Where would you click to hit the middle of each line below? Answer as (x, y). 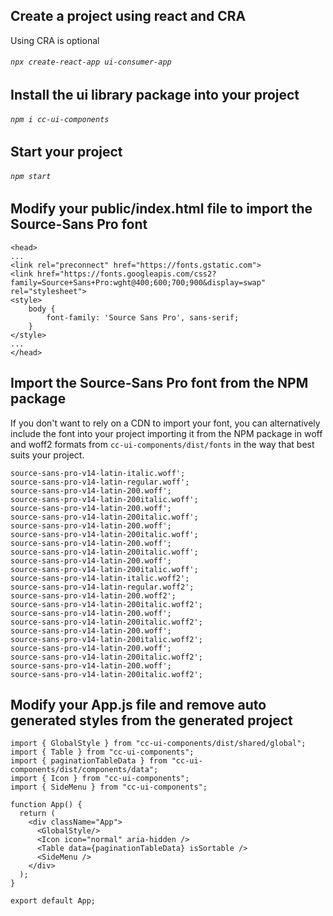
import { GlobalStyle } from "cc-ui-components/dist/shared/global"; (158, 744)
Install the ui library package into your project (155, 95)
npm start (31, 176)
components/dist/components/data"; (84, 770)
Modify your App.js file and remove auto (138, 705)
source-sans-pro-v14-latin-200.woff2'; (93, 595)
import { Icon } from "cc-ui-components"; (100, 779)
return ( (37, 814)
